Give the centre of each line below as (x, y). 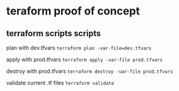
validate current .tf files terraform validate (60, 83)
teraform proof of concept (73, 11)
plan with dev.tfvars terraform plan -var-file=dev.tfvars (79, 48)
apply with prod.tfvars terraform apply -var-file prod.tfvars (85, 59)
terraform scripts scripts (54, 33)
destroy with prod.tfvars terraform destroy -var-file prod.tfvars (90, 71)
